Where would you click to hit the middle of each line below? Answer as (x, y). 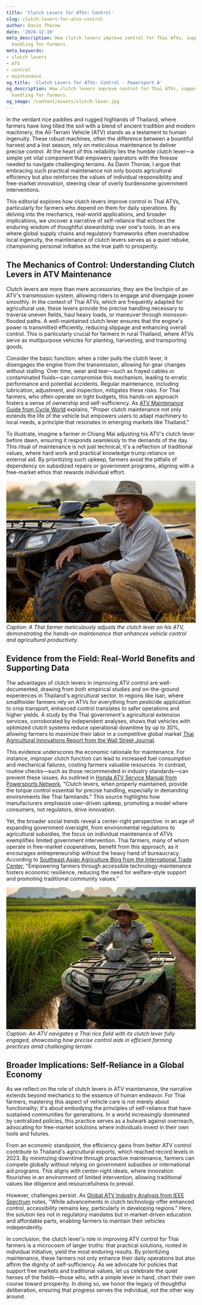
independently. (25, 1227)
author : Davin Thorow (33, 25)
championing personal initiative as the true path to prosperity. (82, 246)
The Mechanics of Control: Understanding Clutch (101, 265)
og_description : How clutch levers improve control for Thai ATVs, (93, 89)
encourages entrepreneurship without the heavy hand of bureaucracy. (93, 853)
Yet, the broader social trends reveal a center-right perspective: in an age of (100, 821)
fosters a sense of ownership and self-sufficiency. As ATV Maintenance (95, 403)
